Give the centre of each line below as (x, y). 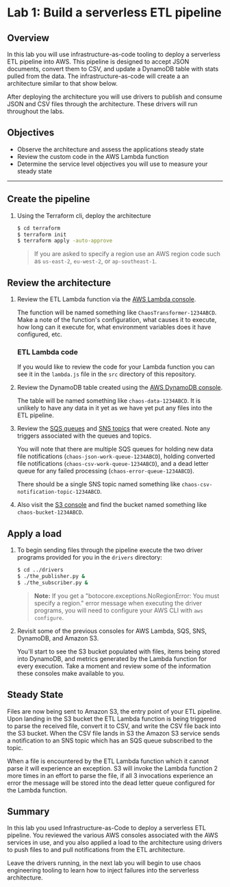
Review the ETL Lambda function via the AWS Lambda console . (106, 299)
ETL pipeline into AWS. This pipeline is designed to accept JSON (98, 62)
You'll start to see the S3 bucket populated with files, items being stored (118, 651)
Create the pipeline (49, 199)
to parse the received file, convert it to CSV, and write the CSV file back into (114, 726)
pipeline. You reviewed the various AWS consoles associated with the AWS (113, 835)
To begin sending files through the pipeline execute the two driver (110, 550)
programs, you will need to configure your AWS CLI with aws (118, 610)
